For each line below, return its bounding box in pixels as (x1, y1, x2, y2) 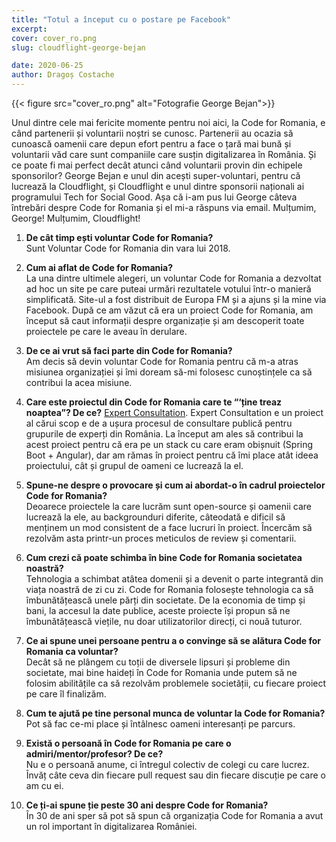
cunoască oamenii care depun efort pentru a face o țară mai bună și (11, 138, 292, 150)
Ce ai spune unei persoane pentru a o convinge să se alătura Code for (25, 635, 322, 646)
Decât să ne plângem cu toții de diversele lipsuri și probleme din (25, 656, 291, 668)
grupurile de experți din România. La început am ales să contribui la (25, 428, 304, 440)
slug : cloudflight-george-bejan (11, 42, 146, 53)
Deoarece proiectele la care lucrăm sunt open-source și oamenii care (25, 501, 312, 512)
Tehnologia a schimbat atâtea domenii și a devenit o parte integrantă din (25, 573, 324, 585)
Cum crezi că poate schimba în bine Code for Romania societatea (25, 552, 303, 563)
